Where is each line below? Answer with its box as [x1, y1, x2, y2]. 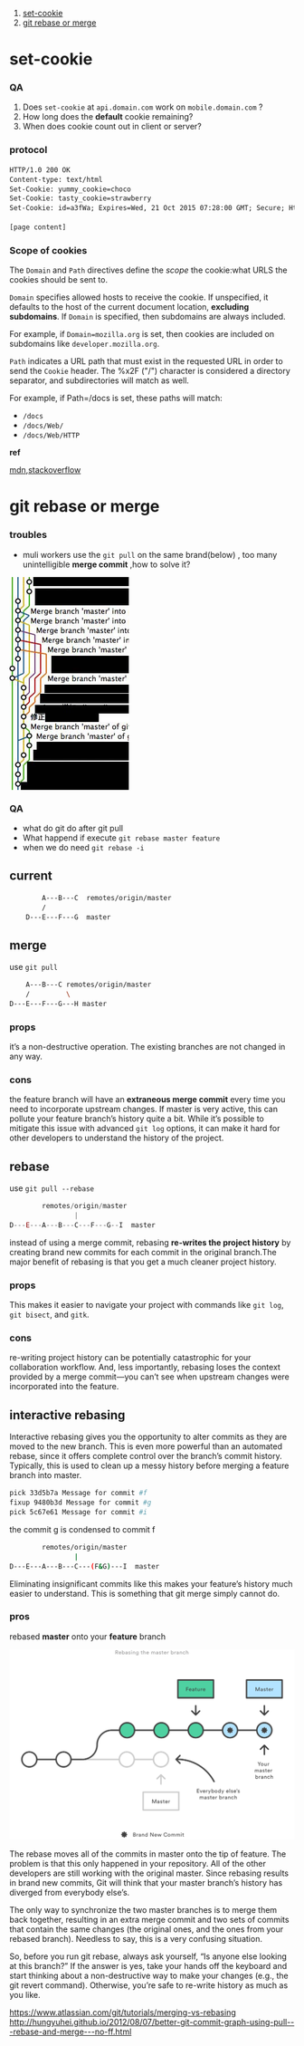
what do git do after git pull [22, 822, 124, 833]
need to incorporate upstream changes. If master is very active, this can [9, 1104, 279, 1115]
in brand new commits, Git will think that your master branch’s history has [9, 1878, 283, 1888]
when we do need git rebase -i [22, 841, 145, 852]
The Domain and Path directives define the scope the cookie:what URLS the [9, 264, 288, 275]
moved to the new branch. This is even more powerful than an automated [9, 1441, 283, 1452]
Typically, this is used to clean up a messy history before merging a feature [9, 1460, 290, 1471]
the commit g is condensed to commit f [9, 1523, 156, 1534]
